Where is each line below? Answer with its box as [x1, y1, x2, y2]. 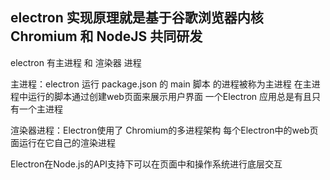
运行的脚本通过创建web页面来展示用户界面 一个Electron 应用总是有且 [27, 90, 313, 102]
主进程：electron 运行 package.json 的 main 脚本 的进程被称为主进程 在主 [10, 78, 312, 90]
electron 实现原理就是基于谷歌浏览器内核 [10, 9, 264, 27]
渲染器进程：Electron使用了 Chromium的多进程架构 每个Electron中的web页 [10, 124, 319, 136]
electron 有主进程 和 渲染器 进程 [10, 56, 142, 68]
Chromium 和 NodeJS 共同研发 [10, 28, 203, 45]
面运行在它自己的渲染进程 [10, 136, 116, 148]
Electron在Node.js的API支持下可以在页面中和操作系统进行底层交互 [10, 158, 283, 170]
